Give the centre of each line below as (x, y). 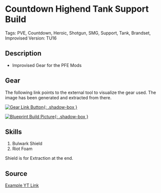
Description (23, 54)
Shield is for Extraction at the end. (39, 158)
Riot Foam (22, 149)
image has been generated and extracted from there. (58, 97)
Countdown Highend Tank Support (77, 9)
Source (16, 174)
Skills (13, 132)
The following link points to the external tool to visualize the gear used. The (80, 92)
